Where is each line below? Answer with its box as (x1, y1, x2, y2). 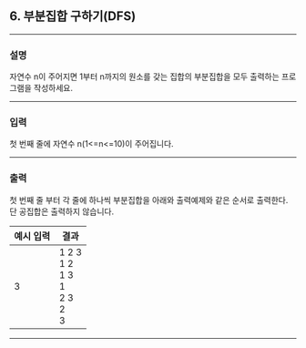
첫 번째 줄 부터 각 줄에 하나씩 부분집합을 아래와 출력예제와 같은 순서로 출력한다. (9, 194, 289, 205)
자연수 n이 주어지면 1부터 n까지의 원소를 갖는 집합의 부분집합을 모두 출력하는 (9, 71, 280, 82)
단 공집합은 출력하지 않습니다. (9, 206, 115, 217)
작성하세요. (33, 83, 74, 94)
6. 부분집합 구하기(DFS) (9, 8, 137, 25)
